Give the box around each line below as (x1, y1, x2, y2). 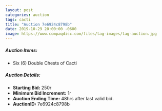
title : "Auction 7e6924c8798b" (5, 21, 72, 27)
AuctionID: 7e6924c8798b (12, 101, 70, 107)
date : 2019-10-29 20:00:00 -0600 (5, 27, 77, 32)
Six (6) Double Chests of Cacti (12, 60, 77, 66)
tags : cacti (5, 17, 31, 22)
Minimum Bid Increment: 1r (12, 90, 72, 96)
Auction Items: (5, 47, 37, 53)
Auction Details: (5, 72, 41, 78)
